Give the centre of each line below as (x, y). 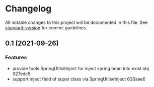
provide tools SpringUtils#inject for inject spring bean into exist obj (80, 68)
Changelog (28, 9)
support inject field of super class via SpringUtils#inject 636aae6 (79, 79)
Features (16, 58)
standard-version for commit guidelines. (46, 27)
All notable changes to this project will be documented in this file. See (77, 22)
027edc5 (21, 74)
